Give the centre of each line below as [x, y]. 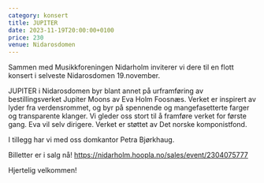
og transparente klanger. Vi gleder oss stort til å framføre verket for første [127, 116]
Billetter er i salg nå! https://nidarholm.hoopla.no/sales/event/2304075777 [128, 155]
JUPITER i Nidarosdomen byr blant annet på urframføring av [106, 91]
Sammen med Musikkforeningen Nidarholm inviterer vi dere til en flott [121, 67]
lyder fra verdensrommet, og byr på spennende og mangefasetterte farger [129, 108]
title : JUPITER [33, 23]
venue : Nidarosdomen [42, 45]
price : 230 [26, 37]
